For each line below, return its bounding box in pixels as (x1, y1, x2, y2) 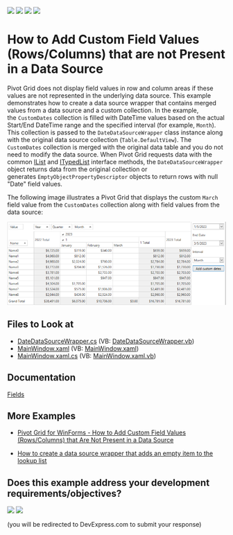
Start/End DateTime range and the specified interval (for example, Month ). (7, 121, 216, 129)
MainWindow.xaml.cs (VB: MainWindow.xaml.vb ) (17, 351, 157, 360)
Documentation (7, 371, 76, 384)
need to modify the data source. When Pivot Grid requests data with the (7, 150, 213, 159)
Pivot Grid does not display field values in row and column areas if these (7, 84, 214, 92)
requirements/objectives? (7, 487, 122, 499)
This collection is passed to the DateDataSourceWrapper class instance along (7, 128, 223, 137)
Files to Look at (7, 319, 74, 331)
